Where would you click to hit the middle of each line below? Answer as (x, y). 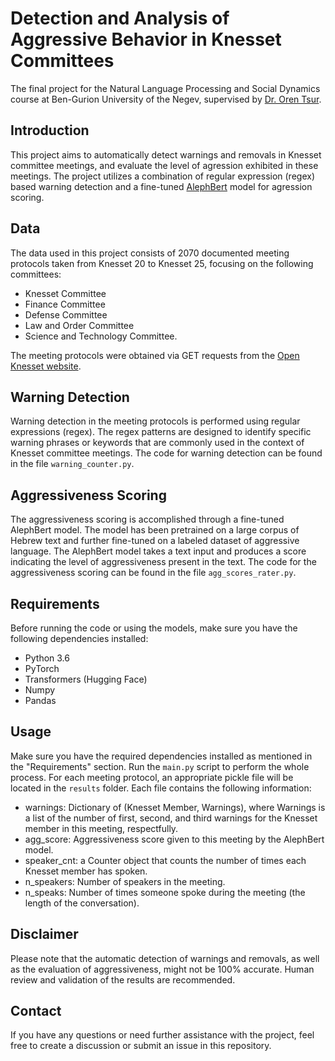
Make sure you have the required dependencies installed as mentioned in (161, 756)
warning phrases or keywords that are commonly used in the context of (157, 443)
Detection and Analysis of (120, 18)
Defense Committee (66, 314)
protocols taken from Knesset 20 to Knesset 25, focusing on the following (162, 263)
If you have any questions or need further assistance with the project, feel (162, 1035)
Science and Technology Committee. (101, 336)
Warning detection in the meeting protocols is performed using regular (155, 421)
